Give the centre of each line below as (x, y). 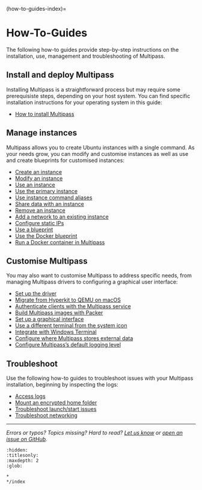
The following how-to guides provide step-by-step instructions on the (93, 49)
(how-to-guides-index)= (36, 9)
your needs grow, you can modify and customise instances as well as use (97, 154)
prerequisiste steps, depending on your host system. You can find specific (98, 96)
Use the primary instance (46, 191)
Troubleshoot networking (46, 415)
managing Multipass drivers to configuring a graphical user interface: (92, 282)
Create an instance (38, 172)
